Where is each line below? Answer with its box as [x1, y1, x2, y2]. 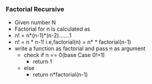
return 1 [32, 58, 52, 66]
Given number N [14, 19, 56, 26]
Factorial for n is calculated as [14, 25, 90, 32]
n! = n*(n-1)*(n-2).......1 [14, 32, 71, 39]
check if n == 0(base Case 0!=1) [23, 52, 105, 59]
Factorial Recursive [5, 5, 65, 13]
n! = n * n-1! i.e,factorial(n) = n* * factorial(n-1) [14, 39, 132, 46]
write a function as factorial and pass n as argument [14, 45, 146, 52]
